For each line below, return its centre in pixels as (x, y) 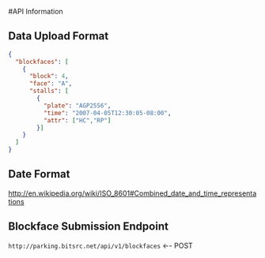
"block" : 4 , (49, 77)
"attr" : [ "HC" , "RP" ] (77, 120)
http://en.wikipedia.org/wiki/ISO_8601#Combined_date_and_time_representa (132, 193)
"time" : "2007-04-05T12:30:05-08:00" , (107, 113)
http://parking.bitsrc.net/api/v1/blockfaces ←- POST (101, 245)
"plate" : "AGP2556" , (77, 106)
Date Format (39, 174)
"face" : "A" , (51, 84)
